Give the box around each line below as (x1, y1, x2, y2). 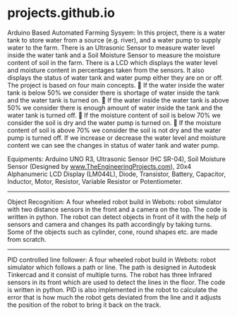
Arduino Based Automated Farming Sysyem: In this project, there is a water (7, 28, 226, 37)
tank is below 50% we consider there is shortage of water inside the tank (7, 88, 220, 97)
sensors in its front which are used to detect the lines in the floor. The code (7, 278, 226, 286)
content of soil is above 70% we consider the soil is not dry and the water (7, 126, 221, 134)
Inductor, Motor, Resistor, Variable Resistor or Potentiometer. (7, 177, 183, 185)
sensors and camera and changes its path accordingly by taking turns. (7, 220, 212, 228)
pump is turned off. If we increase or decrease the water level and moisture (7, 133, 226, 142)
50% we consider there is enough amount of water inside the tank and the (7, 103, 224, 112)
